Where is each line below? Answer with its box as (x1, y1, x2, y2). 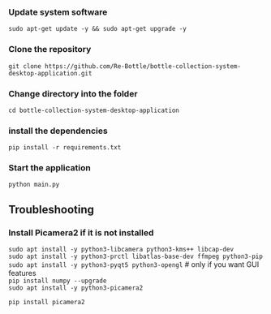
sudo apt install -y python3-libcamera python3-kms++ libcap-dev (8, 246, 234, 254)
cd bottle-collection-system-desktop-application (8, 106, 180, 114)
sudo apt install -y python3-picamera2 (8, 284, 144, 292)
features (8, 269, 37, 278)
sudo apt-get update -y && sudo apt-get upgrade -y (8, 25, 187, 33)
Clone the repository (8, 44, 92, 55)
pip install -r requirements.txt (8, 144, 122, 152)
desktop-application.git (8, 69, 92, 77)
